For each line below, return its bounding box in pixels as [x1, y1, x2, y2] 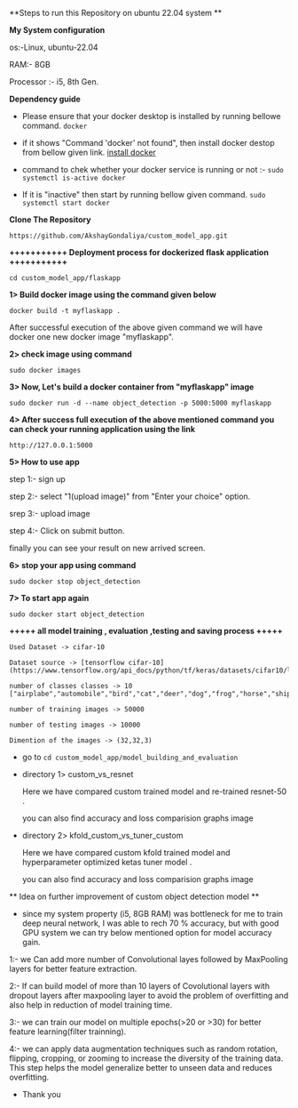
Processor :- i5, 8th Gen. [9, 76, 99, 87]
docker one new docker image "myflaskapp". [9, 332, 175, 341]
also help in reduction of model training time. [9, 1000, 173, 1010]
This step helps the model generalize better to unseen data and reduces [9, 1063, 273, 1072]
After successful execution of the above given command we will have [9, 322, 263, 333]
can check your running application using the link [9, 424, 196, 434]
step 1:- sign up [9, 474, 67, 484]
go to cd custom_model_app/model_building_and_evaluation [21, 751, 239, 762]
